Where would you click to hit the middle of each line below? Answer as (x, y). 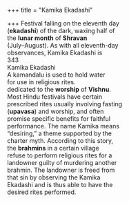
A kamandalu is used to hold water (56, 75)
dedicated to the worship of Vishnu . (59, 89)
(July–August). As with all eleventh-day (63, 45)
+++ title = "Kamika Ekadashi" (50, 10)
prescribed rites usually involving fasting (65, 104)
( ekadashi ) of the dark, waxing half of (61, 31)
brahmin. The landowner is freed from (61, 170)
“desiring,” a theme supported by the (60, 133)
